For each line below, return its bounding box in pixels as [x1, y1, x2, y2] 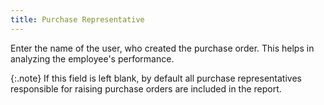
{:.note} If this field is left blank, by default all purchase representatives [10, 72, 302, 84]
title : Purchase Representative [10, 14, 145, 25]
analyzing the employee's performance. [10, 52, 175, 65]
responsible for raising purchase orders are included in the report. [10, 82, 282, 95]
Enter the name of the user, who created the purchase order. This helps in [10, 42, 315, 54]
